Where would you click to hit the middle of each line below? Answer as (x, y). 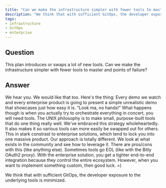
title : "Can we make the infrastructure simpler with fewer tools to (78, 10)
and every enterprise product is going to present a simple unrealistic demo (81, 102)
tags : (11, 19)
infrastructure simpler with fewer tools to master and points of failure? (76, 70)
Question (20, 53)
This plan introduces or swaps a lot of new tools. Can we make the (73, 64)
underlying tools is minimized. (36, 180)
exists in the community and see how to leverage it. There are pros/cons (79, 144)
